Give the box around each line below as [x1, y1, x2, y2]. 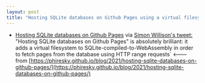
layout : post [6, 8, 40, 15]
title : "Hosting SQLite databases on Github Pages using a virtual [6, 15, 182, 21]
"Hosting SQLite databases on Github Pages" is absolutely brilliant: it [15, 38, 188, 45]
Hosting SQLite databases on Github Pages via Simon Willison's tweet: [15, 31, 193, 38]
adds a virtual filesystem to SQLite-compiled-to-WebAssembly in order [15, 44, 193, 51]
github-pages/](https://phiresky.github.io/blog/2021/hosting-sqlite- [15, 63, 184, 70]
